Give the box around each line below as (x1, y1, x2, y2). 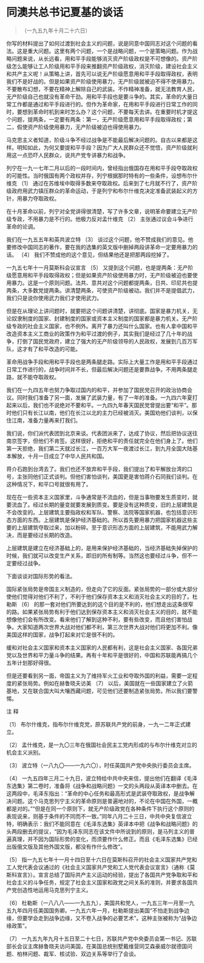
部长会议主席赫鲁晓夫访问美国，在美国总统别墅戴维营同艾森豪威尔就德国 (6, 942, 187, 950)
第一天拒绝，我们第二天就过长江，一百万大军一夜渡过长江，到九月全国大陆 (6, 444, 192, 452)
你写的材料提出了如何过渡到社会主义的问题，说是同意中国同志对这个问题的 (6, 40, 192, 47)
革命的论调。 (6, 223, 38, 230)
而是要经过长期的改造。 (16, 531, 76, 539)
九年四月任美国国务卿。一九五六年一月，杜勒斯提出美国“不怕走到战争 (11, 906, 185, 914)
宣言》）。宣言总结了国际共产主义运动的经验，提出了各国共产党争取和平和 (16, 871, 198, 878)
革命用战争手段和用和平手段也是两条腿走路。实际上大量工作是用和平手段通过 (6, 358, 198, 365)
